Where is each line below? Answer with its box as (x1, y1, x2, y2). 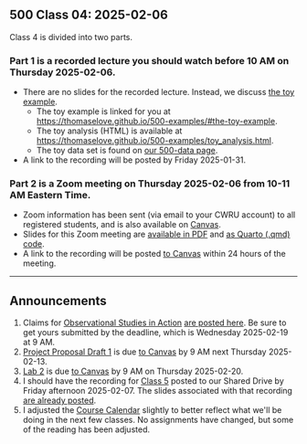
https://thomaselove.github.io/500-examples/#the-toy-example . (36, 116, 278, 127)
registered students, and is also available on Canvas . (22, 219, 221, 230)
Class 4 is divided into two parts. (9, 31, 133, 42)
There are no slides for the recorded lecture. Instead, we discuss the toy (22, 87, 295, 98)
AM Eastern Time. (9, 189, 91, 202)
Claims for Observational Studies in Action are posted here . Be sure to (22, 317, 287, 328)
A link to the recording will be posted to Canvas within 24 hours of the (22, 248, 286, 259)
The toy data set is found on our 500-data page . (36, 145, 218, 156)
